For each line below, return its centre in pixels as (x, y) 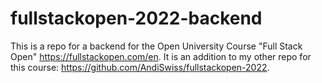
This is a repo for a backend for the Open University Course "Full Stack (156, 46)
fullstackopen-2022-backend (136, 18)
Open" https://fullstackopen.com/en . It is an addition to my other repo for (161, 56)
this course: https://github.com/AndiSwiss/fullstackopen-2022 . (140, 67)
